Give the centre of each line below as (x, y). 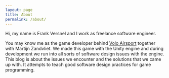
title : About (19, 15)
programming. (20, 70)
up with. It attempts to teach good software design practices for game (78, 65)
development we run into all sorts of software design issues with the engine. (85, 54)
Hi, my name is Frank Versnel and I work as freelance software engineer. (81, 34)
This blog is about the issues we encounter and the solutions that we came (83, 59)
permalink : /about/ (26, 19)
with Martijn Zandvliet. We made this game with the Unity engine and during (84, 49)
